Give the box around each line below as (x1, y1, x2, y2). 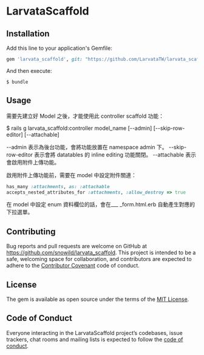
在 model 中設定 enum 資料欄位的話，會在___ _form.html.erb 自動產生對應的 (6, 201, 195, 208)
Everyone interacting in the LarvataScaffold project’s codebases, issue (6, 329, 183, 336)
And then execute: (6, 67, 52, 74)
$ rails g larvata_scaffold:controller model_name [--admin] (6, 124, 152, 132)
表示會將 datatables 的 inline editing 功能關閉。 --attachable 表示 (34, 150, 196, 158)
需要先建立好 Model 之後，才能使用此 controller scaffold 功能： (6, 112, 164, 120)
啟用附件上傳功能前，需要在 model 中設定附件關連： (6, 171, 137, 178)
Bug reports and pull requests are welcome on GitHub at (6, 243, 148, 250)
